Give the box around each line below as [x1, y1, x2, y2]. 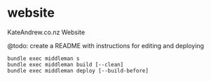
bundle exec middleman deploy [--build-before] [7, 67, 149, 74]
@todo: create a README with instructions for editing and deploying [7, 41, 205, 50]
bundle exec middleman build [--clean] [7, 61, 124, 68]
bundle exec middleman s [7, 54, 80, 62]
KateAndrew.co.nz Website [7, 28, 86, 36]
